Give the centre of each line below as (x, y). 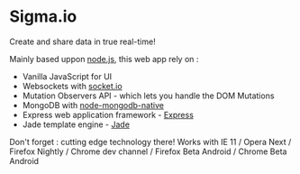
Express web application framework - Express (108, 114)
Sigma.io (43, 17)
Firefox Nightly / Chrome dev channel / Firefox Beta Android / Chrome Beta (148, 151)
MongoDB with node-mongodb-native (93, 105)
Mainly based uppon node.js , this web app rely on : (104, 59)
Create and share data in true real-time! (82, 41)
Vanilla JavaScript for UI (67, 76)
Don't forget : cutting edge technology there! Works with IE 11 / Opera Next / (150, 142)
